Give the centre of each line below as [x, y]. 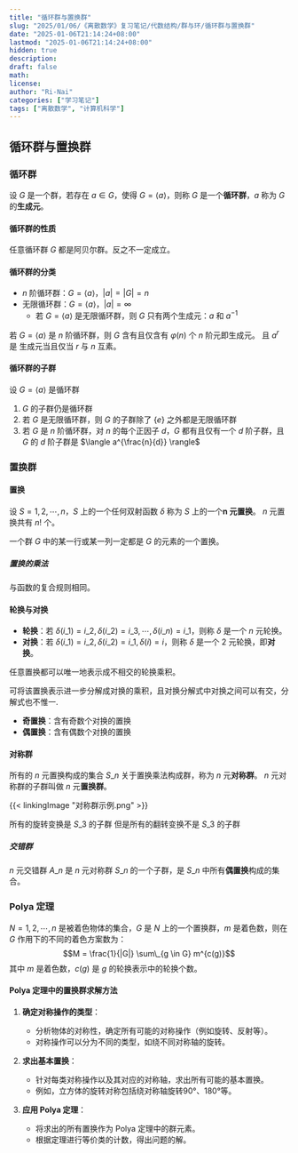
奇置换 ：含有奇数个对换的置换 [76, 721]
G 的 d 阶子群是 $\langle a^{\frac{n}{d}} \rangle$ [111, 442]
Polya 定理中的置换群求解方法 [63, 990]
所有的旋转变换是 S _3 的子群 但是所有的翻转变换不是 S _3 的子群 [125, 824]
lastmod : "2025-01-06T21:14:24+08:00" [81, 42]
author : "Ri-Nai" [41, 92]
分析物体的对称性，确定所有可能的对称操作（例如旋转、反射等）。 [154, 1030]
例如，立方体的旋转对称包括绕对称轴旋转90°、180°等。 [136, 1091]
